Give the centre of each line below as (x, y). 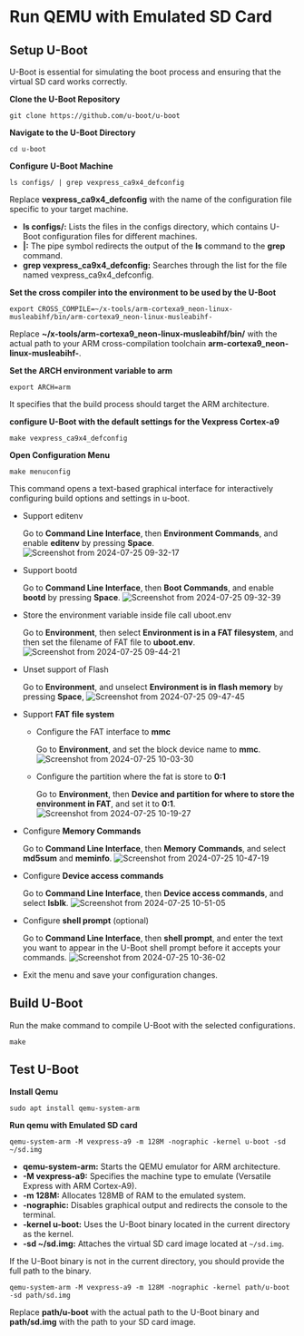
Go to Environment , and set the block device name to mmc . (148, 749)
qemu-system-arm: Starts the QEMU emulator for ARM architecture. (152, 1166)
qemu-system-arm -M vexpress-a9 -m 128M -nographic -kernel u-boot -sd (147, 1141)
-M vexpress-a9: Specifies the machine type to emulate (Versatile (147, 1175)
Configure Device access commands (93, 876)
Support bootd (49, 570)
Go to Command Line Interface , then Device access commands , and (153, 893)
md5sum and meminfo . (67, 858)
